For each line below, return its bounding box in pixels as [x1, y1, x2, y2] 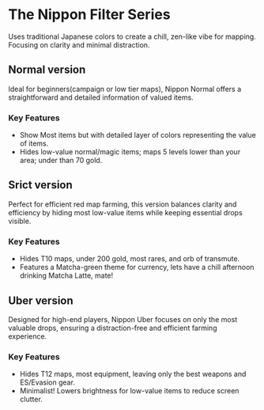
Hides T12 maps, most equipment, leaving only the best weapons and [19, 370, 247, 379]
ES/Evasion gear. [19, 378, 75, 387]
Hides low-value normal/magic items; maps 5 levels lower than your [19, 147, 241, 157]
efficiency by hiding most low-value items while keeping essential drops [8, 207, 243, 217]
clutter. [19, 394, 43, 404]
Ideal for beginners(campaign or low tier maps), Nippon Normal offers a [8, 84, 242, 93]
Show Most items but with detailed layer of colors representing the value [19, 131, 257, 140]
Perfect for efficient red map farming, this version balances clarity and [8, 199, 237, 209]
